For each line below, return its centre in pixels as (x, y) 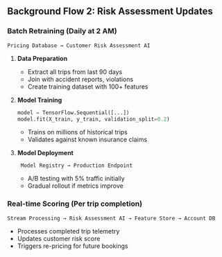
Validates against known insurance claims (87, 140)
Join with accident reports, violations (80, 79)
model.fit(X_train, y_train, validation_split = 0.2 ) (93, 119)
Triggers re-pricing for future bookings (72, 246)
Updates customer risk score (59, 238)
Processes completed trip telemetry (68, 231)
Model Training (40, 100)
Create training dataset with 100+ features (88, 87)
